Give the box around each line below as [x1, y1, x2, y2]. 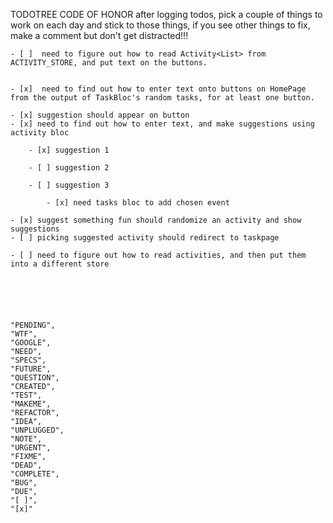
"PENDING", [10, 320, 56, 330]
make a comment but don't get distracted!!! [10, 30, 189, 41]
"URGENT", [10, 443, 52, 453]
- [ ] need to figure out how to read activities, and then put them [10, 250, 307, 260]
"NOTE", [10, 434, 43, 444]
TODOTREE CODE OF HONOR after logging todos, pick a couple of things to [10, 9, 323, 20]
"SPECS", [10, 355, 47, 365]
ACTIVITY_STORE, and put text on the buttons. [10, 58, 208, 68]
